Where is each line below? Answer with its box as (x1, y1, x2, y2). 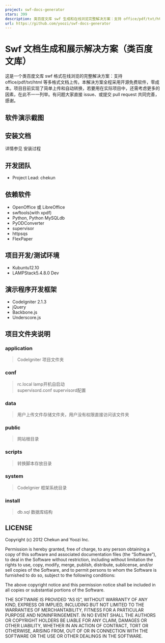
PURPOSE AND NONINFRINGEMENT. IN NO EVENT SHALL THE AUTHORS (5, 612, 156, 618)
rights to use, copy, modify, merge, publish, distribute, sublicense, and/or (5, 561, 153, 568)
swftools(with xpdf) (12, 210, 52, 216)
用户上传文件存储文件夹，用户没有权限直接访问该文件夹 (17, 411, 129, 417)
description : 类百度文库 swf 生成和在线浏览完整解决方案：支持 (5, 16, 122, 21)
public (5, 424, 21, 431)
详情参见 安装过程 (5, 146, 41, 151)
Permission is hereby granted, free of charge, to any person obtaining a (5, 546, 150, 552)
